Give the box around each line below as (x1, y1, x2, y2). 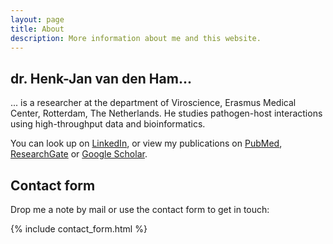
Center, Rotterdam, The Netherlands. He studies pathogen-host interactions (10, 107, 323, 120)
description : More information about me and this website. (10, 33, 262, 43)
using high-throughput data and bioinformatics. (10, 118, 206, 130)
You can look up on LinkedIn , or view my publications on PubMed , (10, 137, 283, 150)
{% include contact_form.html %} (10, 223, 148, 235)
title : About (10, 24, 65, 34)
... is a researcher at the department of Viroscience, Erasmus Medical (10, 97, 297, 109)
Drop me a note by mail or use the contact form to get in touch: (10, 204, 270, 215)
